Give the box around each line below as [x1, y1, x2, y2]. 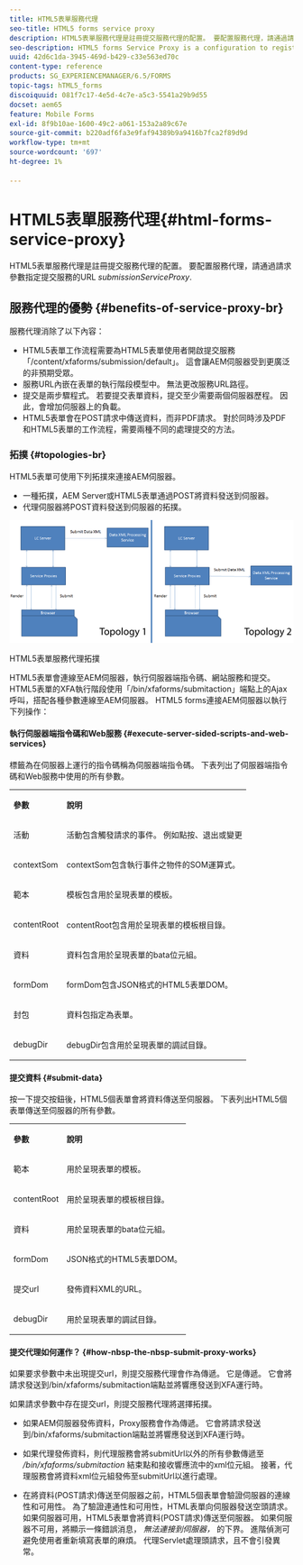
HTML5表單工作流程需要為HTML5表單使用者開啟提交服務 [22, 345, 236, 356]
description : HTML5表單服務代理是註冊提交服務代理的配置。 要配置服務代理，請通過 [9, 33, 288, 42]
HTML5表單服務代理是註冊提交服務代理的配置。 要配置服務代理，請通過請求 [9, 260, 292, 270]
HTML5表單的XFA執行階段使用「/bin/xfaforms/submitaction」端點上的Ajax [9, 683, 288, 694]
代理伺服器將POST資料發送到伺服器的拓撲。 [22, 501, 187, 512]
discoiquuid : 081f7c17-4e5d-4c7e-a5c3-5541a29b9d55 [9, 90, 207, 99]
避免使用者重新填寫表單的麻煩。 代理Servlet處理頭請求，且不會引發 [22, 1535, 273, 1546]
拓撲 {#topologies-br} [9, 449, 106, 462]
